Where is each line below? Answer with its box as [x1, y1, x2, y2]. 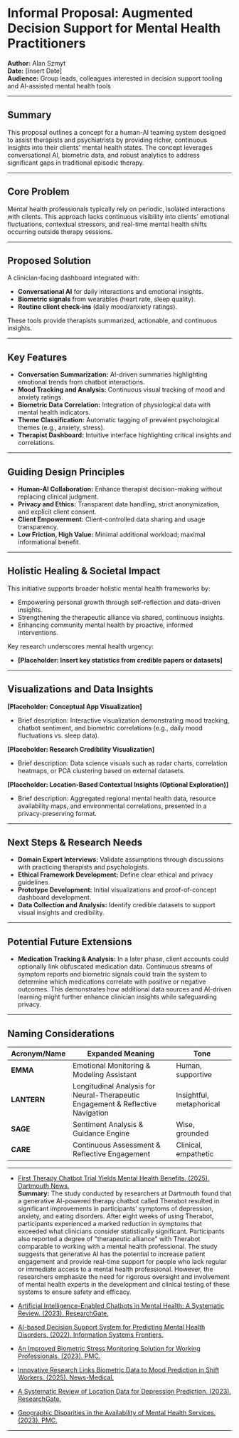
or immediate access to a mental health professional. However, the [17, 1265, 213, 1274]
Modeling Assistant [72, 1070, 137, 1080]
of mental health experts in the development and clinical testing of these [17, 1280, 230, 1289]
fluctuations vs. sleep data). [17, 731, 100, 740]
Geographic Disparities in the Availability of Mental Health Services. [17, 1409, 216, 1417]
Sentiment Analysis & [72, 1120, 144, 1130]
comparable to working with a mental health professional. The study [17, 1243, 218, 1251]
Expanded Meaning [87, 1049, 155, 1059]
